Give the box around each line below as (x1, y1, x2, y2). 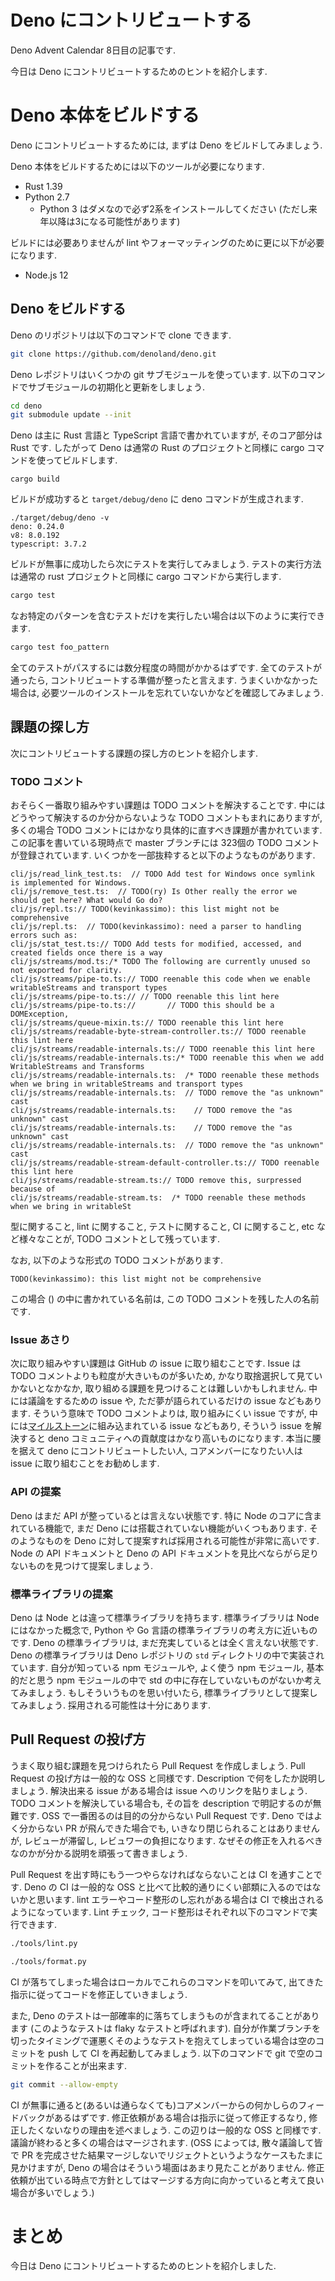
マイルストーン (28, 1420, 90, 1432)
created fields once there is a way (10, 948, 163, 958)
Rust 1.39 (24, 180, 63, 192)
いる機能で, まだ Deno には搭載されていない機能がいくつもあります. (27, 1522, 307, 1534)
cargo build (10, 474, 60, 485)
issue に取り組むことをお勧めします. (10, 1457, 160, 1470)
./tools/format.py (10, 1956, 87, 1966)
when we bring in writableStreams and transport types (10, 1079, 244, 1090)
